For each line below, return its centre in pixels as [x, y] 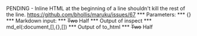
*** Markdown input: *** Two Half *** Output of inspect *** [79, 21]
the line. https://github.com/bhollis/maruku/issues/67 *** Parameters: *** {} [99, 15]
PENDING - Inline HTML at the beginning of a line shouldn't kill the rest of [96, 8]
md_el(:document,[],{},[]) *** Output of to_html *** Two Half [80, 27]
